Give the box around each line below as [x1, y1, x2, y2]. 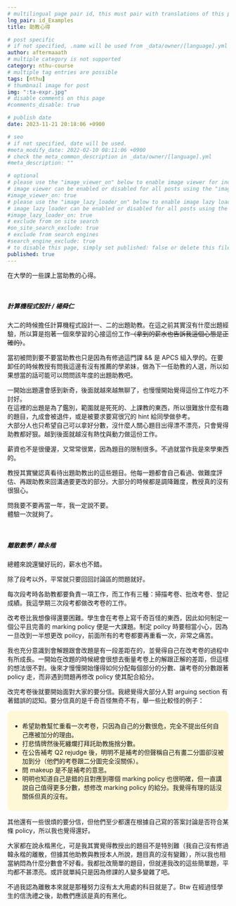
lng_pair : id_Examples [7, 17, 74, 24]
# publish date [7, 114, 52, 122]
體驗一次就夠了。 [7, 510, 57, 518]
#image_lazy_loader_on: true [7, 212, 93, 219]
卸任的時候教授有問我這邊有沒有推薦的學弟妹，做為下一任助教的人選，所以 [7, 362, 223, 371]
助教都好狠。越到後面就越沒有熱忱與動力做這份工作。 [7, 430, 162, 438]
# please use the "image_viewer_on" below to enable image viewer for [7, 179, 218, 186]
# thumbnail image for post [7, 82, 90, 89]
